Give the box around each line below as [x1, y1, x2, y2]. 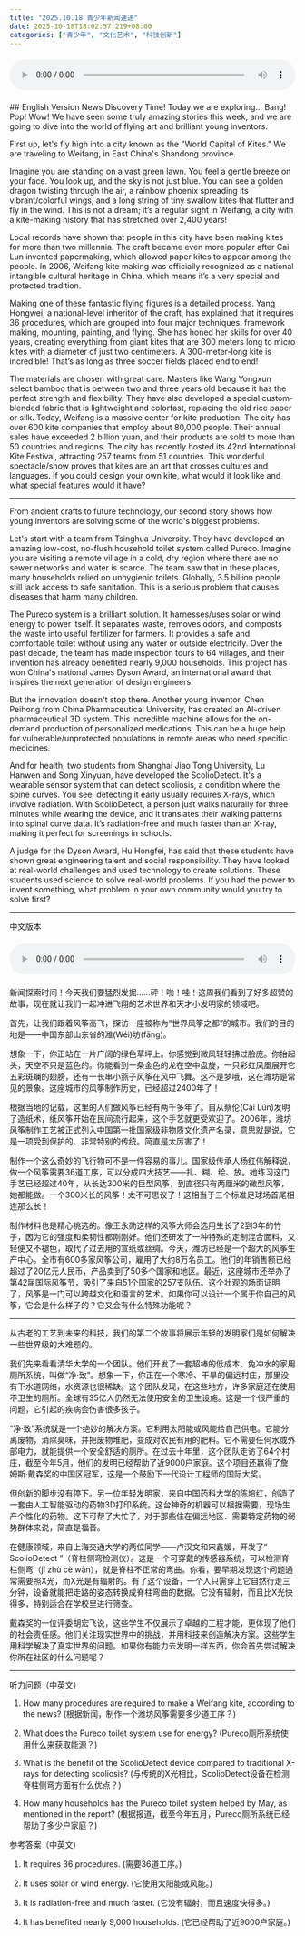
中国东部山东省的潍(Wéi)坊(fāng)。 [40, 1029, 172, 1040]
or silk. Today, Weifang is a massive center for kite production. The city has [9, 412, 290, 423]
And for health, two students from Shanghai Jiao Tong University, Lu [9, 761, 266, 771]
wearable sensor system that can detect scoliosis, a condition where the [9, 780, 280, 791]
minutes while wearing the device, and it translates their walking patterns [9, 809, 283, 820]
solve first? [9, 893, 51, 905]
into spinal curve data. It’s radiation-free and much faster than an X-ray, [9, 818, 277, 829]
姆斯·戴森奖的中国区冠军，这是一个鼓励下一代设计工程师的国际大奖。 [9, 1468, 267, 1479]
